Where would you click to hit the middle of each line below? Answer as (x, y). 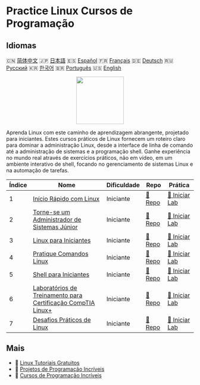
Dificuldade (123, 185)
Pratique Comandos (60, 254)
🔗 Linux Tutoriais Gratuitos (47, 362)
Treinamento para (57, 295)
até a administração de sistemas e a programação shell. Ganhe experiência (98, 152)
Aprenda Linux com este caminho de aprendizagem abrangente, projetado (98, 132)
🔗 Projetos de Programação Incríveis (60, 369)
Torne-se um (51, 212)
